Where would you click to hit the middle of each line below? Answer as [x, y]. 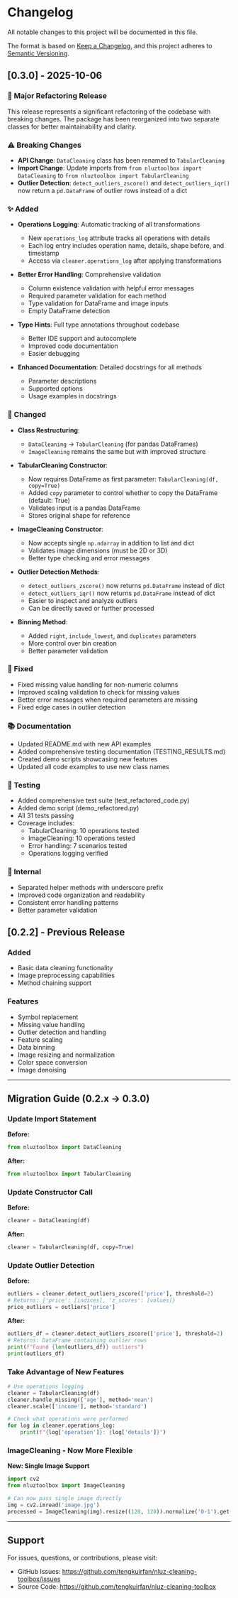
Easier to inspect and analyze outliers [83, 600]
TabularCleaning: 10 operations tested [84, 831]
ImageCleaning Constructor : [61, 529]
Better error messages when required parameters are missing [108, 700]
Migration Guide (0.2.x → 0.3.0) [79, 1099]
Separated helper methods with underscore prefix [91, 887]
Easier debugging [54, 354]
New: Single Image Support [49, 1466]
